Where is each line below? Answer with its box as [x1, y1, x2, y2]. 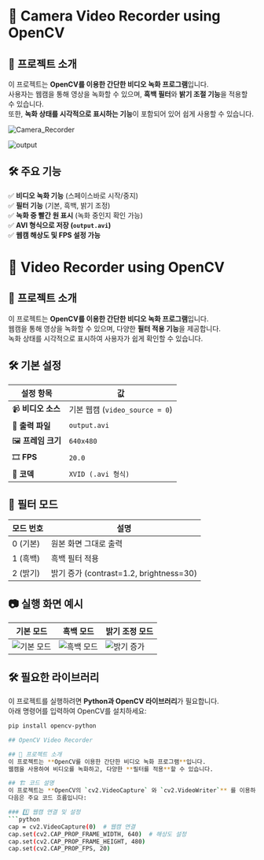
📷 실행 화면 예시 [8, 597, 84, 610]
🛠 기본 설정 [8, 359, 61, 373]
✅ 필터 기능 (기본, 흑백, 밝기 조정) [8, 200, 111, 210]
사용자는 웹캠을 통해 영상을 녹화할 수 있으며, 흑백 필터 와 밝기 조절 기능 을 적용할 [8, 90, 248, 99]
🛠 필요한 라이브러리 [8, 670, 100, 684]
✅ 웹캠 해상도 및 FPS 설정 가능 [8, 230, 101, 240]
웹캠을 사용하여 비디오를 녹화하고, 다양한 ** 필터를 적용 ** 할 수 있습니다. [8, 765, 214, 773]
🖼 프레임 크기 [12, 435, 61, 446]
